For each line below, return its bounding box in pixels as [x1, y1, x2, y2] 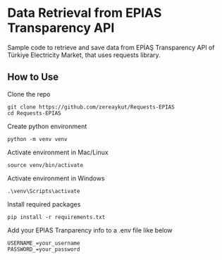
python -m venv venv [7, 135, 68, 142]
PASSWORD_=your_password [7, 245, 80, 253]
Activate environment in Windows [7, 174, 105, 182]
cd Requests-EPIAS [7, 109, 61, 117]
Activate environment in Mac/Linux [7, 148, 109, 156]
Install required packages [7, 199, 81, 209]
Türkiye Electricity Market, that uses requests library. [7, 51, 161, 59]
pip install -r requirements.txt [7, 213, 106, 221]
